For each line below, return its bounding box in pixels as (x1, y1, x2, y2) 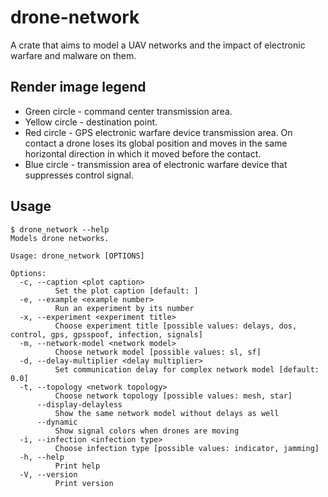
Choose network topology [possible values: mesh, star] (54, 391, 293, 401)
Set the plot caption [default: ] (54, 286, 199, 296)
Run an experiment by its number (54, 303, 195, 313)
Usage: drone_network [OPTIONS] (10, 251, 145, 261)
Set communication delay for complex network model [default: (54, 364, 320, 375)
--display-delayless (36, 399, 123, 410)
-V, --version (19, 469, 78, 480)
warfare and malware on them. (10, 49, 137, 61)
